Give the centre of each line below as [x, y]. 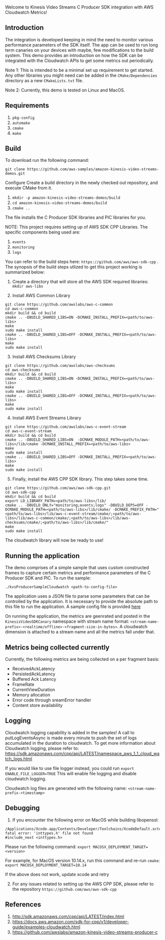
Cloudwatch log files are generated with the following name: [66, 788]
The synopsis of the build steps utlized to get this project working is [74, 267]
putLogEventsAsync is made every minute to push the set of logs [71, 738]
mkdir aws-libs [28, 287]
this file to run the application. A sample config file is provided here [73, 606]
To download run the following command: [47, 160]
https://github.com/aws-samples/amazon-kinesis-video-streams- [93, 169]
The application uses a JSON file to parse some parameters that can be [77, 596]
